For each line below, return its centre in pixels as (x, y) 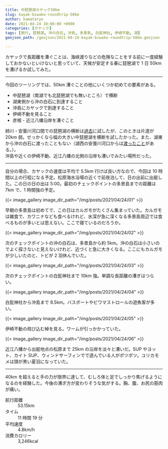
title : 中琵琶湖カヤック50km (32, 10)
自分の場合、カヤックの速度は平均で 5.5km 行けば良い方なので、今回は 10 (81, 171)
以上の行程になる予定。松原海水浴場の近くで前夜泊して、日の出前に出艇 (84, 177)
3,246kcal (28, 441)
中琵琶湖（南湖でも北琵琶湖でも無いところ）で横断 (65, 95)
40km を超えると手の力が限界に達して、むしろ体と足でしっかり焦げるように (84, 377)
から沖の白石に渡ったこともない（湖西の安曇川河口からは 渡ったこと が (77, 143)
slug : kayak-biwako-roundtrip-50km (42, 14)
